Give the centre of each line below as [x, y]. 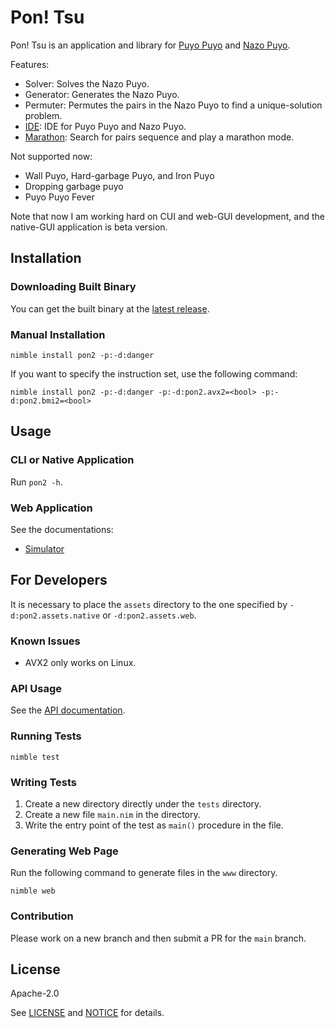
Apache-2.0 [35, 993]
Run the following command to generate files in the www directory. [144, 873]
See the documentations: [62, 529]
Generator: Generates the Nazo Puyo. [102, 94]
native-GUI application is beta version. [89, 227]
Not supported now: [51, 156]
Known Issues [45, 641]
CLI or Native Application [72, 460]
